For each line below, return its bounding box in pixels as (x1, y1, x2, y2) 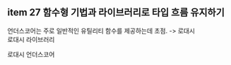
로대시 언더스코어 (7, 50, 55, 58)
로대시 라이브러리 (7, 35, 55, 43)
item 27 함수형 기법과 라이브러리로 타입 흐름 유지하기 (7, 6, 225, 19)
